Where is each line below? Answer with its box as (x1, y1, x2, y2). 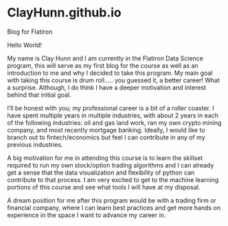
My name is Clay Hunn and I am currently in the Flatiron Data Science (7, 54, 204, 63)
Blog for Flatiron (7, 27, 53, 36)
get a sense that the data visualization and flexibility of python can (7, 168, 195, 177)
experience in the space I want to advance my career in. (7, 211, 166, 219)
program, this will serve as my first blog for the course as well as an (7, 61, 198, 69)
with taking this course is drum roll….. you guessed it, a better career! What (7, 76, 220, 84)
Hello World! (7, 41, 43, 49)
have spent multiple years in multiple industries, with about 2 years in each (7, 111, 218, 120)
